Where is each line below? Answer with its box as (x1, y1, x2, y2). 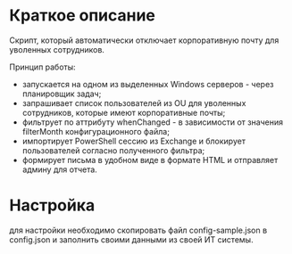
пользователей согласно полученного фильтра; (21, 144, 205, 156)
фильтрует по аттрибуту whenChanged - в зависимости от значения (21, 117, 284, 127)
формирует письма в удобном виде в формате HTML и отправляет (21, 154, 279, 165)
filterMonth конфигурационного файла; (21, 126, 170, 136)
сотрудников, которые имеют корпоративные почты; (21, 107, 226, 118)
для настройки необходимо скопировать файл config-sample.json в (9, 225, 268, 235)
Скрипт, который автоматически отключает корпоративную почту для (9, 35, 279, 45)
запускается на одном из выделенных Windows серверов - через (21, 78, 274, 89)
